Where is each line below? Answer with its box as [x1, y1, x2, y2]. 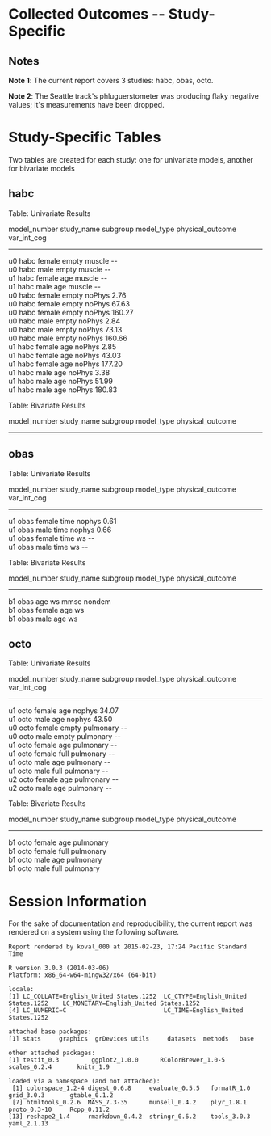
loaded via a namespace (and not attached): [8, 1077, 161, 1086]
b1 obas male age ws [8, 614, 78, 623]
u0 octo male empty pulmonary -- [8, 732, 121, 741]
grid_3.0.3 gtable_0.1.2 [8, 1092, 114, 1100]
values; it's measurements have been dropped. [8, 100, 165, 109]
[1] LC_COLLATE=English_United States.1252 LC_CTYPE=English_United [8, 992, 248, 1001]
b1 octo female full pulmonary [8, 847, 107, 856]
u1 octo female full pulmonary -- [8, 749, 115, 758]
